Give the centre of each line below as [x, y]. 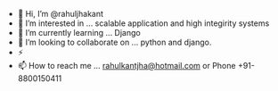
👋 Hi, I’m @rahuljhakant [61, 14]
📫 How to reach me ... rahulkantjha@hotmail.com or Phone [127, 66]
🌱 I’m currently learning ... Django [79, 33]
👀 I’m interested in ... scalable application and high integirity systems [143, 23]
